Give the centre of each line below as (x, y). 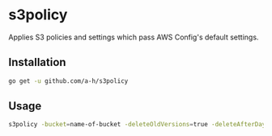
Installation (37, 62)
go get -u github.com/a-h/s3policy (68, 81)
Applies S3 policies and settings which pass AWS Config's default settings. (134, 37)
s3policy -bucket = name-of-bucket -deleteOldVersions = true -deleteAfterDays (139, 125)
